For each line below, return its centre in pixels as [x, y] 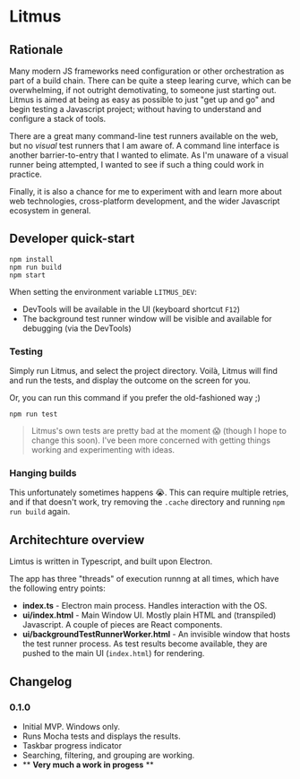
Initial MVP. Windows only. [71, 726]
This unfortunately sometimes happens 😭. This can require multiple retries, [149, 493]
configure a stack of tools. [58, 119]
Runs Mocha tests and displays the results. [101, 736]
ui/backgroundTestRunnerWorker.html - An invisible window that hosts [156, 635]
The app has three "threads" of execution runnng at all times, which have [144, 579]
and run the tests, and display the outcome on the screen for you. [130, 381]
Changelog [41, 682]
